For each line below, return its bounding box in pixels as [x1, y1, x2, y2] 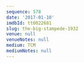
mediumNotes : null [6, 48, 52, 54]
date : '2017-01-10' [6, 14, 55, 20]
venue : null [6, 31, 36, 37]
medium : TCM [6, 43, 36, 49]
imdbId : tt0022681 [6, 20, 52, 26]
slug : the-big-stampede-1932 [6, 25, 79, 32]
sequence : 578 [6, 8, 42, 15]
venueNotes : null [6, 37, 49, 43]
